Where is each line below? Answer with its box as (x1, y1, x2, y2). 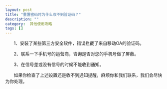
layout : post (5, 7, 32, 12)
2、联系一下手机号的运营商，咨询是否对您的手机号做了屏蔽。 (13, 51, 139, 57)
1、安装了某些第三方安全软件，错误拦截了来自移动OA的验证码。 (13, 40, 145, 46)
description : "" (5, 16, 39, 21)
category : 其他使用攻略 (5, 21, 52, 26)
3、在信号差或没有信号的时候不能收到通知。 (13, 61, 104, 67)
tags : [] (5, 26, 23, 31)
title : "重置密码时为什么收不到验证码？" (5, 12, 81, 17)
